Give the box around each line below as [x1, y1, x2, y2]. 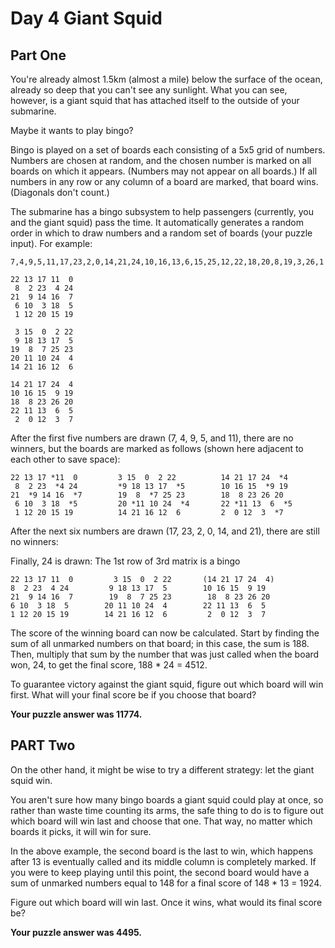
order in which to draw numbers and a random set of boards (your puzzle [10, 227, 313, 239]
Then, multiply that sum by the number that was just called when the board [10, 648, 320, 660]
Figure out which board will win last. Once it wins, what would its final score [10, 896, 323, 908]
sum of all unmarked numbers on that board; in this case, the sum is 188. [10, 638, 310, 649]
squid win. [10, 774, 53, 786]
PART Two [10, 737, 76, 754]
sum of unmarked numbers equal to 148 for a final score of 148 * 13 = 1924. [10, 877, 322, 889]
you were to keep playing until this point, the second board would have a [10, 866, 310, 878]
